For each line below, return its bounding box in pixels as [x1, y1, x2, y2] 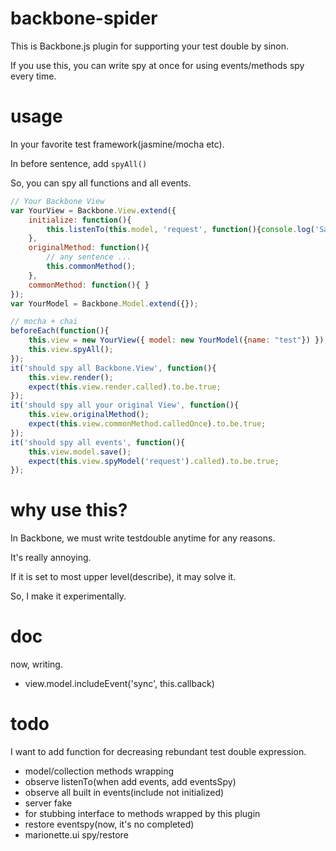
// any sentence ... [46, 252, 132, 262]
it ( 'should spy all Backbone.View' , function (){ [10, 363, 217, 373]
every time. [10, 70, 57, 82]
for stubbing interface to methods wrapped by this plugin [24, 808, 261, 820]
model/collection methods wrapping [24, 765, 175, 777]
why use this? [10, 499, 128, 522]
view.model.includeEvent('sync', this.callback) [24, 678, 215, 690]
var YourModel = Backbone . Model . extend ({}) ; [10, 298, 199, 309]
